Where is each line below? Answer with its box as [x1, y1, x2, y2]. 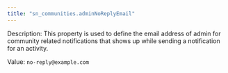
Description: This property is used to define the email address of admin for [7, 29, 221, 38]
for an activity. [7, 44, 49, 52]
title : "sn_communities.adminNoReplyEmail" [7, 10, 136, 17]
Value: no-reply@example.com [7, 57, 89, 66]
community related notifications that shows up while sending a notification [7, 36, 220, 45]
